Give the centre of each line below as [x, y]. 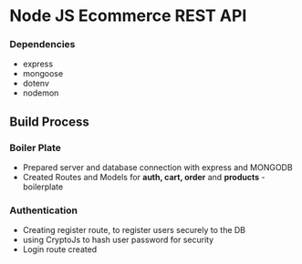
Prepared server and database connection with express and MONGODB [158, 168]
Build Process [49, 122]
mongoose [43, 74]
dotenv [36, 84]
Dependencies [42, 45]
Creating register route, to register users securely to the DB [134, 230]
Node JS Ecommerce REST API [128, 16]
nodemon [41, 93]
